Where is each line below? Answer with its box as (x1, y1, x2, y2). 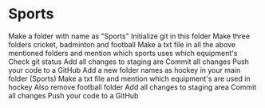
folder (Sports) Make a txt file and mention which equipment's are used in (8, 74, 251, 83)
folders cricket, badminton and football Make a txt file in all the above (8, 39, 236, 49)
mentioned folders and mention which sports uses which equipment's (8, 48, 238, 58)
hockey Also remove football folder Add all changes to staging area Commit (8, 82, 257, 92)
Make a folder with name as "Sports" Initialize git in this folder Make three (8, 31, 250, 41)
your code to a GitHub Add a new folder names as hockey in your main (8, 65, 241, 74)
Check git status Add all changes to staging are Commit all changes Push (8, 57, 250, 66)
